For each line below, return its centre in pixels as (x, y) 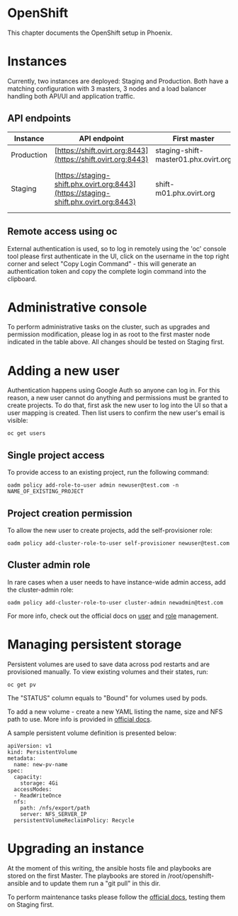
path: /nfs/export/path (55, 808)
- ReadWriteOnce (38, 795)
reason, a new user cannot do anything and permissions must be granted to (118, 398)
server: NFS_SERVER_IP (53, 814)
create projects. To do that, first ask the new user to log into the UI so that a (118, 405)
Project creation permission (70, 513)
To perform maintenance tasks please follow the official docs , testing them (116, 897)
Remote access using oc (63, 232)
